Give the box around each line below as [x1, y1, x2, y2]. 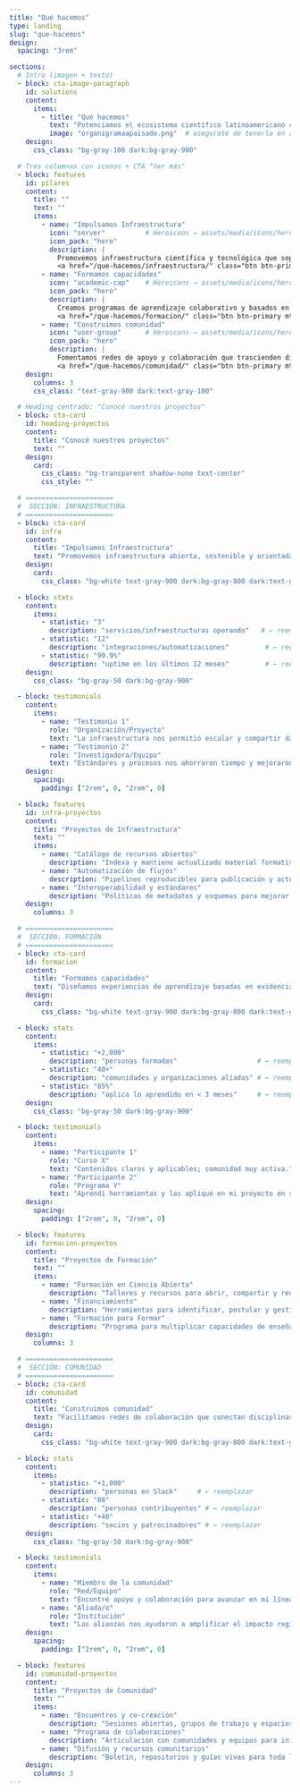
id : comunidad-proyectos [25, 1669, 118, 1678]
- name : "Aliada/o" [41, 1603, 114, 1612]
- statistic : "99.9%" [41, 650, 122, 660]
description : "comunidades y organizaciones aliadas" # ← [48, 1074, 270, 1083]
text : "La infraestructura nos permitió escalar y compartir [48, 734, 281, 743]
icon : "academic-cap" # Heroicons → [48, 278, 198, 287]
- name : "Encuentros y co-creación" [41, 1711, 178, 1720]
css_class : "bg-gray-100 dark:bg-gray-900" [32, 146, 198, 155]
